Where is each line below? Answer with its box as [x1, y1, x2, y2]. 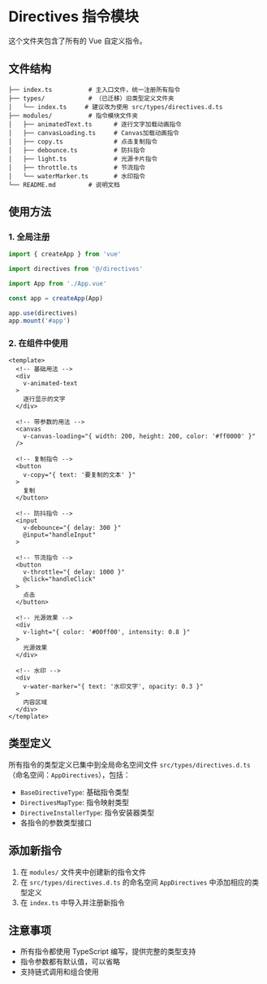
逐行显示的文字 [23, 395, 66, 403]
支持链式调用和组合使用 [19, 967, 99, 977]
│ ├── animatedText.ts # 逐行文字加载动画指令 [8, 120, 182, 129]
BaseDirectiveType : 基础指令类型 [19, 787, 130, 797]
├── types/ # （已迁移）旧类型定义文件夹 [8, 94, 174, 103]
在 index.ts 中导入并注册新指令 [19, 897, 125, 907]
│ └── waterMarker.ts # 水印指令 [8, 172, 146, 180]
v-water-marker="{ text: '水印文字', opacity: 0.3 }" [23, 682, 205, 690]
